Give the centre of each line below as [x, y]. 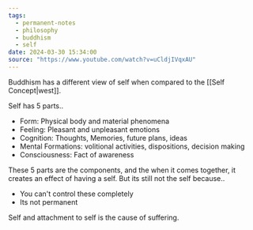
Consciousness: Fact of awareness [77, 154]
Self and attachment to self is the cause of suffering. [94, 217]
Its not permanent [49, 202]
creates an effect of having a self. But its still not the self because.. [117, 178]
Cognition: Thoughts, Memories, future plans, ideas [104, 138]
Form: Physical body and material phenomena [94, 121]
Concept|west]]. [35, 90]
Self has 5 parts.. [36, 106]
